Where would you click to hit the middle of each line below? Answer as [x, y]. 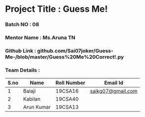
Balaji [29, 91]
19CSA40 [67, 99]
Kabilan [32, 99]
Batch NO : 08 [22, 25]
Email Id [114, 83]
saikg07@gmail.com [114, 91]
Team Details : [23, 70]
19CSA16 [67, 91]
